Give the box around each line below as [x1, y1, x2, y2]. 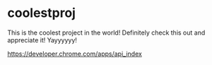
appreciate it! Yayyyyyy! [7, 35, 78, 44]
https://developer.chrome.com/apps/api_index [7, 49, 143, 58]
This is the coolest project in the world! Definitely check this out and [7, 28, 206, 37]
